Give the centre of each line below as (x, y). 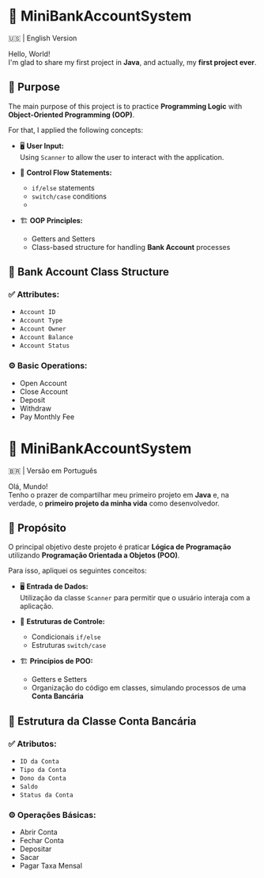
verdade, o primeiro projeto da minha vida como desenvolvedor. (114, 503)
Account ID (38, 312)
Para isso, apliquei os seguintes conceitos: (78, 571)
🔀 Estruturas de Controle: (62, 622)
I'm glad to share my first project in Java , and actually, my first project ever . (132, 62)
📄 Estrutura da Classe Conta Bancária (102, 721)
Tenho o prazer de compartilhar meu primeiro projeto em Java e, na (119, 494)
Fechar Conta (42, 841)
